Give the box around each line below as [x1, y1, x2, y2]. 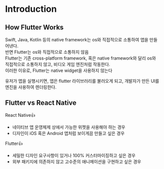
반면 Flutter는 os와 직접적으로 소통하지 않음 [5, 49, 89, 55]
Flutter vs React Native [5, 99, 77, 107]
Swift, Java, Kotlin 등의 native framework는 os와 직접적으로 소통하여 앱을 [5, 37, 149, 42]
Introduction [5, 3, 57, 15]
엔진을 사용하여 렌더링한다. [5, 84, 57, 90]
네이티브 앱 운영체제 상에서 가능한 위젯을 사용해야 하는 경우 [12, 124, 126, 130]
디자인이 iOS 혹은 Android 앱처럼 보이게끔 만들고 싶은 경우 [12, 130, 125, 136]
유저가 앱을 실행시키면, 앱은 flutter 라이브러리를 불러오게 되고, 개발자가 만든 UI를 [5, 78, 160, 84]
